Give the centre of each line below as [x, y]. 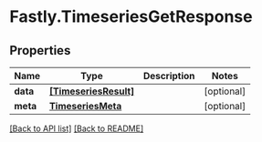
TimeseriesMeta [85, 106]
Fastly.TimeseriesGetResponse [131, 17]
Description [169, 76]
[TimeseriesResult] [92, 91]
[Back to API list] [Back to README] [77, 128]
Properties [40, 51]
